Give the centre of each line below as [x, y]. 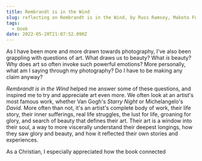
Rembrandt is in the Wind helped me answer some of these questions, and [99, 89]
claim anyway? [25, 77]
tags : [13, 23]
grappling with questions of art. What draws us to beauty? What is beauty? [99, 58]
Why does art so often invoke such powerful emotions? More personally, [96, 65]
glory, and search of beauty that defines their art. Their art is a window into [99, 121]
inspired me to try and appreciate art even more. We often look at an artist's [100, 95]
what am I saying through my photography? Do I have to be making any [94, 71]
